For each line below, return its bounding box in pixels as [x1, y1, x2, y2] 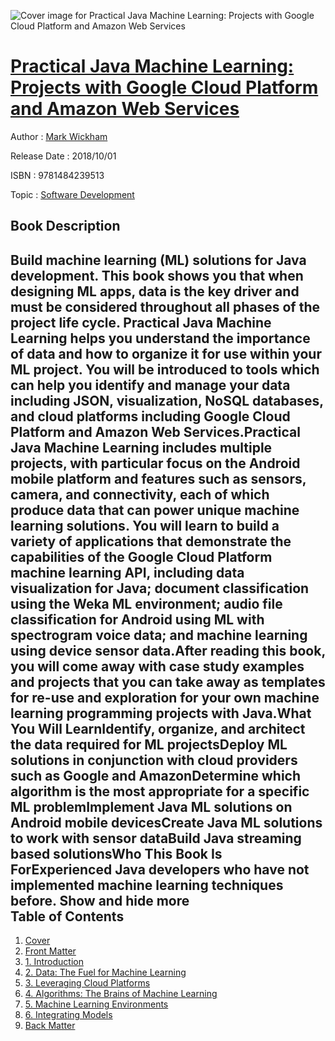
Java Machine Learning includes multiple [10, 439, 273, 456]
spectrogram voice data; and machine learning [10, 626, 308, 644]
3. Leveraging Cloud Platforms [24, 977, 151, 989]
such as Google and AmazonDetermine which [10, 767, 302, 784]
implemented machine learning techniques [10, 876, 284, 894]
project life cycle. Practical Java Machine [10, 314, 272, 331]
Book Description [10, 218, 121, 235]
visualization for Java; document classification [10, 580, 310, 597]
